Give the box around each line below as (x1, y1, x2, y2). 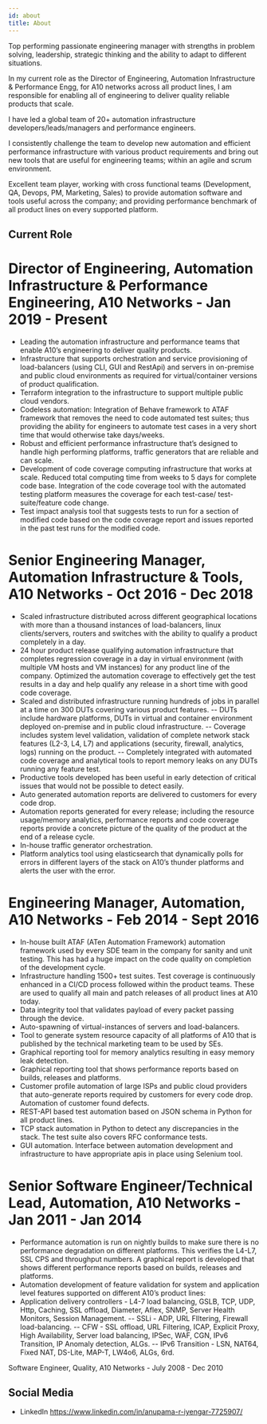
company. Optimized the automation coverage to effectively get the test (19, 671, 257, 680)
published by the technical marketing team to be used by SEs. (19, 1039, 223, 1048)
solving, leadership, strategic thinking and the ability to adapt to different (8, 49, 247, 59)
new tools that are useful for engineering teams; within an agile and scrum (8, 155, 253, 164)
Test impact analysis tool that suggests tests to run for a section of (19, 506, 239, 515)
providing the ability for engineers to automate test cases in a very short (19, 421, 257, 431)
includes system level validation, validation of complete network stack (19, 730, 250, 740)
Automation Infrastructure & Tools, (8, 568, 244, 586)
